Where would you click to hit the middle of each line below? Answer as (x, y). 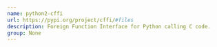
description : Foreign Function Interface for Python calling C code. (109, 26)
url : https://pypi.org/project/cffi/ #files (71, 20)
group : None (24, 33)
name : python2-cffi (35, 13)
